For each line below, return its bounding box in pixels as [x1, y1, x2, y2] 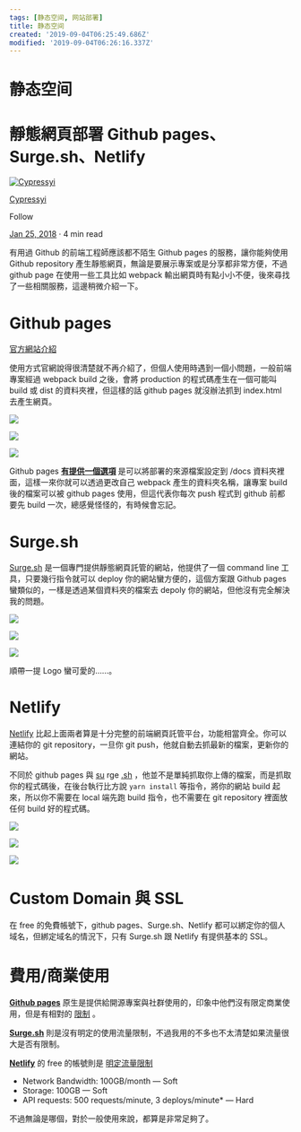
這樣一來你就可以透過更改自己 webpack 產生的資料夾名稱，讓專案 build [24, 477, 288, 488]
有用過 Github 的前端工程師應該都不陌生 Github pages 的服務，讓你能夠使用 [9, 248, 288, 258]
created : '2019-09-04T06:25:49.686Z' [9, 30, 150, 39]
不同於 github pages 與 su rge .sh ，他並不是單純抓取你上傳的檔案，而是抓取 [9, 770, 292, 780]
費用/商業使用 [9, 966, 110, 987]
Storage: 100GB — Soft [21, 1085, 107, 1096]
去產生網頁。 [9, 396, 56, 407]
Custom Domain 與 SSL [9, 889, 185, 909]
